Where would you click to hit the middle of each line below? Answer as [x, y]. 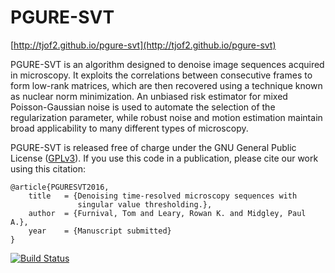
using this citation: [48, 168]
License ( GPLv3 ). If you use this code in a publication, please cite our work [164, 158]
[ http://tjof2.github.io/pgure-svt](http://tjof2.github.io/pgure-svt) [143, 45]
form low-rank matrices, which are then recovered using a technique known [166, 85]
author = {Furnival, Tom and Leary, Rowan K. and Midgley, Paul [167, 213]
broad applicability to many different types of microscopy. [129, 128]
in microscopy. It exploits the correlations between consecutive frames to [161, 75]
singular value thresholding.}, [145, 204]
